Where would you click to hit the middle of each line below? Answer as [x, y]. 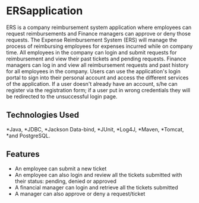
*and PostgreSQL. [28, 136]
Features [23, 154]
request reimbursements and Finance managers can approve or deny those [99, 33]
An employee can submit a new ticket [61, 168]
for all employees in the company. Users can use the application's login [94, 71]
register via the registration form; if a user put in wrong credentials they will [98, 90]
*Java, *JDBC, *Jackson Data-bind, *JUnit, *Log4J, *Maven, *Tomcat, [95, 129]
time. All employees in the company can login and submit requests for [91, 52]
